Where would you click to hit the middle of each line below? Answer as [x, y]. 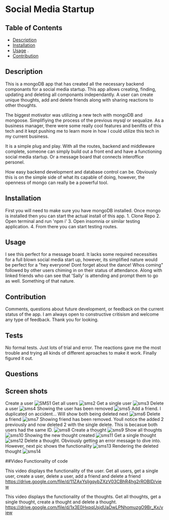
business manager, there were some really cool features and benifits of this [83, 125]
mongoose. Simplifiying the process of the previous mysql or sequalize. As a [84, 120]
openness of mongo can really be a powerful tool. [57, 183]
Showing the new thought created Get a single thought [90, 436]
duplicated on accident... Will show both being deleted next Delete [83, 414]
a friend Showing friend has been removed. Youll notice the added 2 [84, 419]
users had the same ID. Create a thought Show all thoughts [84, 430]
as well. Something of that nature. [40, 281]
